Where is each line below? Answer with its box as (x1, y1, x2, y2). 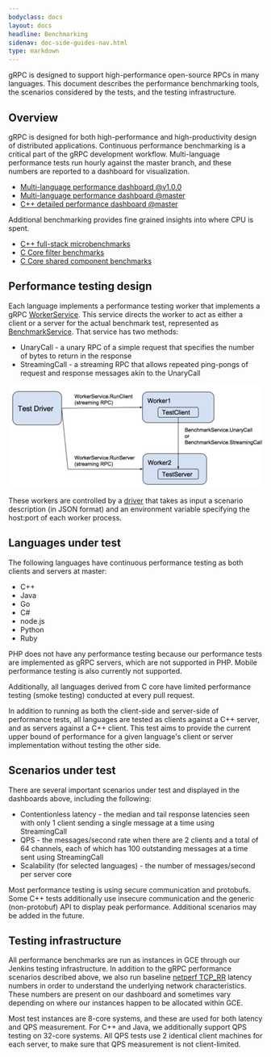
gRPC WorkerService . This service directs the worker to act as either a (8, 309, 244, 319)
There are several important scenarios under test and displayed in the (8, 785, 240, 795)
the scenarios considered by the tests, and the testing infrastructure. (8, 87, 236, 97)
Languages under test (8, 537, 122, 550)
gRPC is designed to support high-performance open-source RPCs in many (8, 70, 260, 80)
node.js (19, 616, 46, 625)
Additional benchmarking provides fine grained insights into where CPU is (8, 215, 254, 224)
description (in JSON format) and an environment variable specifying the (8, 504, 250, 514)
